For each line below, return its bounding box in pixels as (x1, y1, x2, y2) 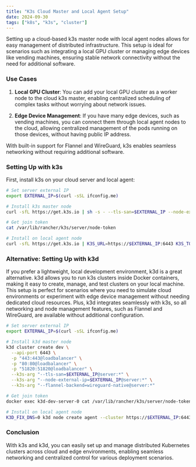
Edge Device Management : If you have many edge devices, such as (14, 112, 180, 119)
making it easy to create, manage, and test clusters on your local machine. (6, 280, 185, 287)
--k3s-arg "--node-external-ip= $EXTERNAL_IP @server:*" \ (11, 377, 153, 383)
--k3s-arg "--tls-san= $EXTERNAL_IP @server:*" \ (11, 372, 129, 377)
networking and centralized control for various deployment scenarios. (6, 454, 174, 461)
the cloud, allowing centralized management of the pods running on (14, 124, 178, 132)
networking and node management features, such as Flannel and (6, 305, 163, 313)
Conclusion (6, 428, 40, 437)
